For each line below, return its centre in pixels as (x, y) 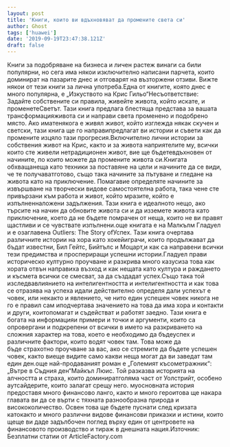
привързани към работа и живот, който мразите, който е (91, 196)
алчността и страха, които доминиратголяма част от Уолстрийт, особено (115, 378)
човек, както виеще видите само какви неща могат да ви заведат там (110, 356)
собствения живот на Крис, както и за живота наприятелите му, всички (113, 145)
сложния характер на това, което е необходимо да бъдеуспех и (101, 334)
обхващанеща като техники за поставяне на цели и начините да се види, (114, 167)
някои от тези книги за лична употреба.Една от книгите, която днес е (109, 87)
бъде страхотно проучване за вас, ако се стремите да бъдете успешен (112, 349)
